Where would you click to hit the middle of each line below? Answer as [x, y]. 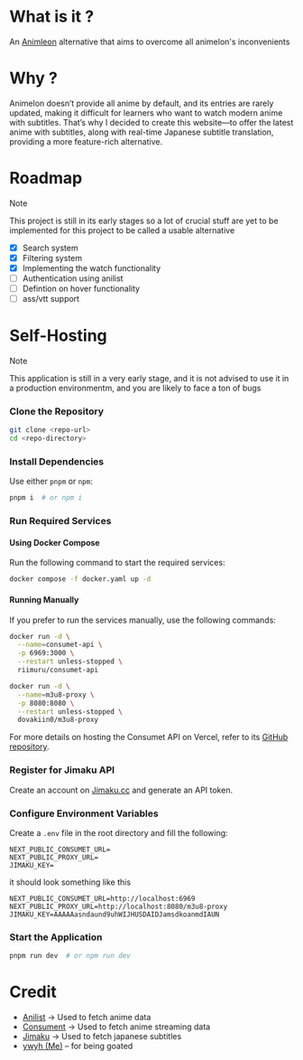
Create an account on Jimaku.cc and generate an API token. [121, 790]
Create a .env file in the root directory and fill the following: [119, 832]
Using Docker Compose [55, 542]
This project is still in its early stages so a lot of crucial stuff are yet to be [144, 220]
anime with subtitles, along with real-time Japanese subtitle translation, [142, 132]
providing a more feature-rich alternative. [86, 141]
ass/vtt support [50, 299]
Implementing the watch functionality [92, 267]
